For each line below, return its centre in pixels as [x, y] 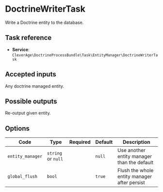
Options [17, 128]
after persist [131, 183]
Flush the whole [135, 171]
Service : [21, 49]
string [54, 154]
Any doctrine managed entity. [35, 86]
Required [80, 142]
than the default [135, 163]
